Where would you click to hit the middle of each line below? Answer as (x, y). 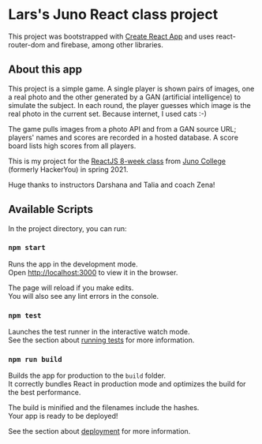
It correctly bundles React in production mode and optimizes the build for (127, 384)
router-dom (27, 44)
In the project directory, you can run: (67, 228)
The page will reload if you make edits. (71, 287)
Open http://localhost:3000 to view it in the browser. (93, 272)
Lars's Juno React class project (113, 15)
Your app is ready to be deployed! (63, 416)
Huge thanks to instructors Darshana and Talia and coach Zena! (112, 185)
